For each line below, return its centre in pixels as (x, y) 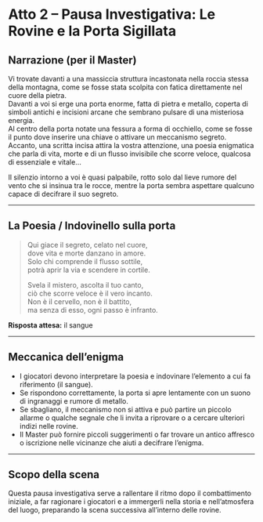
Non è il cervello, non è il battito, (79, 301)
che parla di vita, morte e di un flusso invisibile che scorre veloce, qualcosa (130, 154)
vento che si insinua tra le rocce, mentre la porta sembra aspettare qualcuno (131, 185)
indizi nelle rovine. (49, 426)
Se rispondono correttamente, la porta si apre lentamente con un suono (135, 393)
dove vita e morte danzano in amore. (86, 253)
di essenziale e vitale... (45, 162)
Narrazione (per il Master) (72, 60)
